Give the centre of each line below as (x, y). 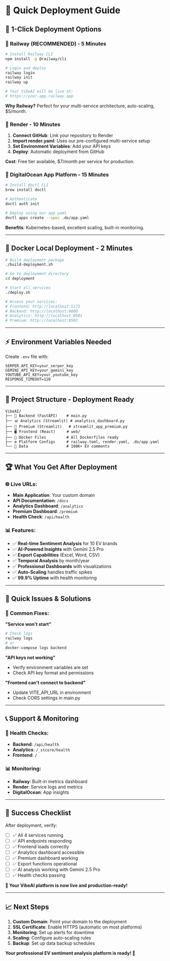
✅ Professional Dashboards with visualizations (62, 566)
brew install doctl (26, 190)
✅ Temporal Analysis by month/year (51, 560)
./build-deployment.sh (29, 265)
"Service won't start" (28, 624)
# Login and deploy (26, 68)
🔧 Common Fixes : (27, 613)
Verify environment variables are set (50, 667)
